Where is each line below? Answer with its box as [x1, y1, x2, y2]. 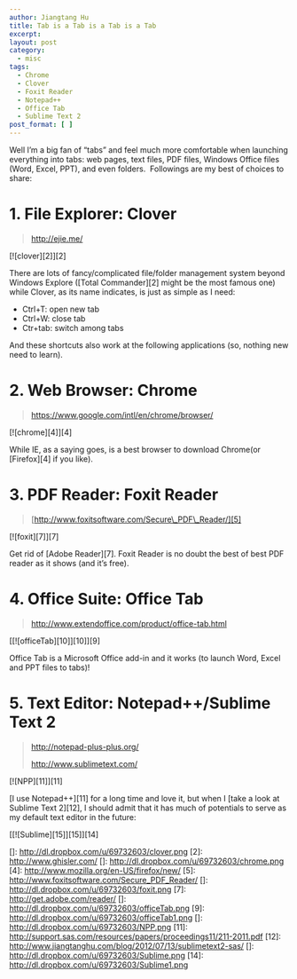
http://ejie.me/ [30, 233, 83, 244]
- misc [17, 54, 42, 63]
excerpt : [9, 29, 42, 38]
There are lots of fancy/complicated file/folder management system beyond [9, 267, 285, 278]
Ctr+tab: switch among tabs [21, 322, 124, 333]
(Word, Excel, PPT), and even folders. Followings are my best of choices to [9, 163, 285, 174]
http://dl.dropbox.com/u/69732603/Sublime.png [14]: [9, 950, 204, 960]
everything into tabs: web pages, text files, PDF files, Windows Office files [9, 154, 280, 164]
